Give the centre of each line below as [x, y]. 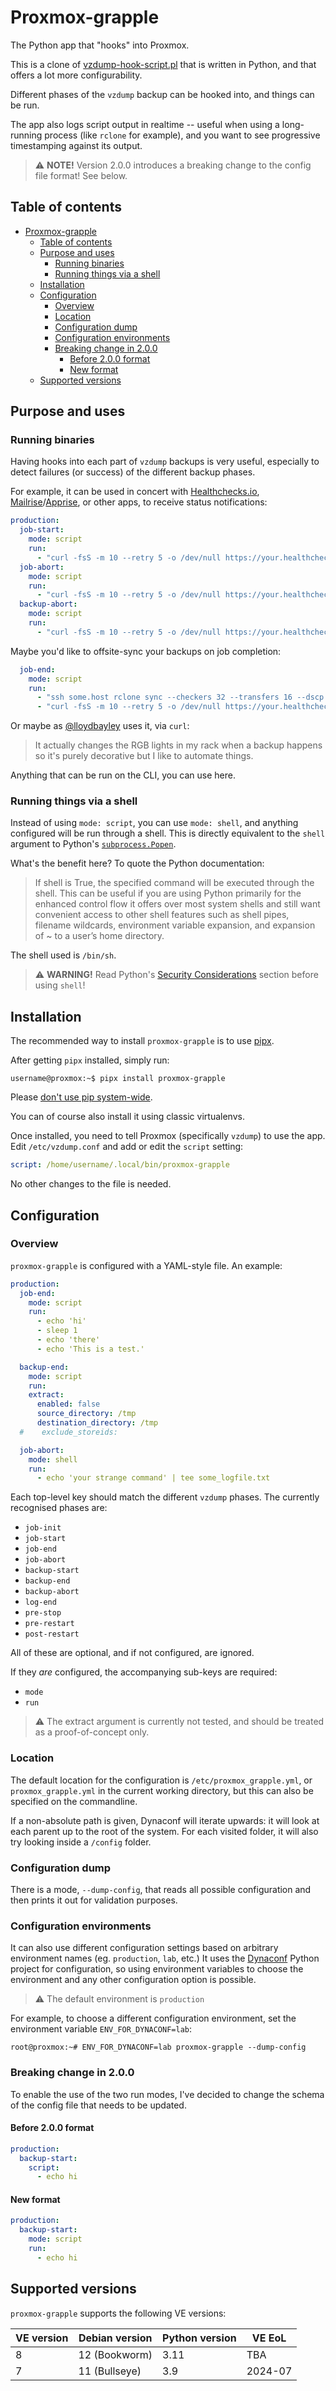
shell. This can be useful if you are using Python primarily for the [168, 893]
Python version [199, 2338]
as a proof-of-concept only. [92, 1732]
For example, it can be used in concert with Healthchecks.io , [135, 492]
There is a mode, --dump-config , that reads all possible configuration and [161, 1889]
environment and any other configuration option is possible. [133, 1980]
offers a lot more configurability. [76, 75]
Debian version [115, 2338]
